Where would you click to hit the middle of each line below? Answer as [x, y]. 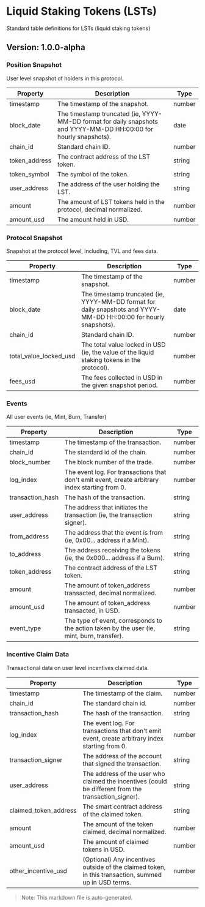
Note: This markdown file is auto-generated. [77, 897]
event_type [25, 628]
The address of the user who [124, 773]
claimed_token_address [43, 810]
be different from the [112, 789]
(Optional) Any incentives [119, 859]
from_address [29, 536]
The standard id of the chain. [106, 453]
